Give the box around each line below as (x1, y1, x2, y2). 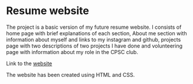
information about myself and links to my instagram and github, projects (6, 36, 181, 43)
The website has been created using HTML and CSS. (6, 71, 135, 78)
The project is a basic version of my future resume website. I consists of (6, 23, 182, 31)
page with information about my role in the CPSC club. (6, 48, 139, 55)
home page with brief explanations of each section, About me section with (6, 29, 187, 36)
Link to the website (6, 60, 53, 67)
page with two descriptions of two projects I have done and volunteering (6, 42, 183, 49)
